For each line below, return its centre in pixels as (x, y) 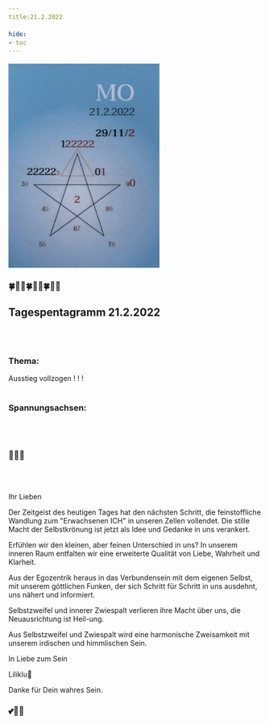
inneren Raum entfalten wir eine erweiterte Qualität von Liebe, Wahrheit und (134, 553)
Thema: (24, 361)
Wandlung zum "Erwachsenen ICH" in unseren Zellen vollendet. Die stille (129, 520)
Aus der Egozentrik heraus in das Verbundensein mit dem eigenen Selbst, (130, 577)
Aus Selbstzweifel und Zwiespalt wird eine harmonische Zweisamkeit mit (129, 634)
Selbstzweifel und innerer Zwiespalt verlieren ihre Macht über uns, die (125, 610)
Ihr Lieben (25, 496)
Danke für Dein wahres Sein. (56, 689)
